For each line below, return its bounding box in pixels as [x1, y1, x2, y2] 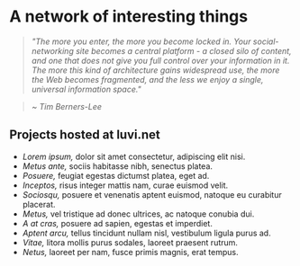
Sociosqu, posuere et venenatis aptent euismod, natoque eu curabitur [22, 189, 282, 199]
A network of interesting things [9, 6, 249, 27]
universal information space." [31, 84, 141, 94]
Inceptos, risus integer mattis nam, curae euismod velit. [22, 180, 229, 191]
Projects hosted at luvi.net [9, 128, 160, 143]
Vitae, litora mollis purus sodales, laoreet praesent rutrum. [22, 236, 239, 248]
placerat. [22, 199, 56, 209]
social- [252, 36, 279, 47]
